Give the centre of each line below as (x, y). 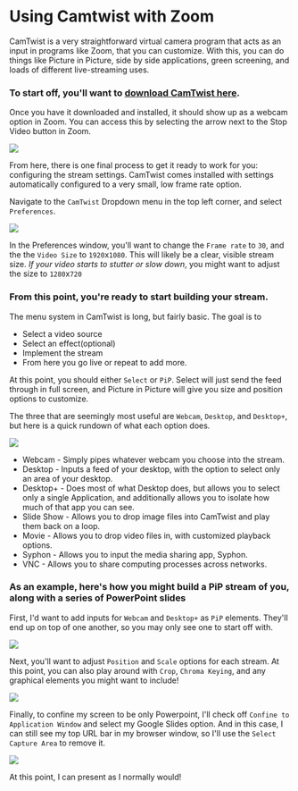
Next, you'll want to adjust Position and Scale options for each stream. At (144, 661)
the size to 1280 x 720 (46, 273)
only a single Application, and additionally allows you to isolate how (146, 497)
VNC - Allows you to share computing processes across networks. (145, 564)
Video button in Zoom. (50, 131)
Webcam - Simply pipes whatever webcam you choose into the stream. (153, 459)
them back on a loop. (61, 526)
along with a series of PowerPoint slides (98, 598)
